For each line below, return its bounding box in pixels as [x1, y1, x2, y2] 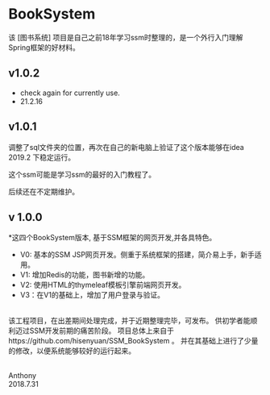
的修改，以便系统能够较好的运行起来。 [8, 346, 135, 355]
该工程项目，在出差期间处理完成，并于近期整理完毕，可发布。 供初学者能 [8, 316, 251, 326]
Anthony [8, 371, 37, 380]
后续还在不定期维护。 [8, 186, 79, 196]
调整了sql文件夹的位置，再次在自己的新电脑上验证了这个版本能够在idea [8, 142, 244, 152]
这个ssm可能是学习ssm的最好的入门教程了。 [8, 169, 156, 179]
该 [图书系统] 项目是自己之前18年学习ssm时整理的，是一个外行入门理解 [8, 32, 243, 42]
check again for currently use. [19, 88, 121, 98]
